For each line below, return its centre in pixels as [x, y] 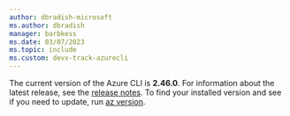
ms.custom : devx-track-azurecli [69, 58]
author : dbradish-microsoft [61, 17]
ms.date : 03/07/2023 [47, 42]
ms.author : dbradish [47, 25]
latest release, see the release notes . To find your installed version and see [145, 92]
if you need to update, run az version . [77, 101]
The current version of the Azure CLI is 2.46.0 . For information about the [142, 83]
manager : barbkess [43, 33]
